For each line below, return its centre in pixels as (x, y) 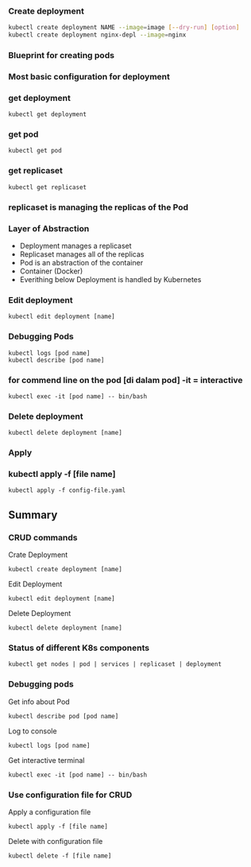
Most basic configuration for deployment (89, 76)
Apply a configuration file (50, 811)
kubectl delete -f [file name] (60, 856)
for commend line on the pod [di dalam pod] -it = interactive (126, 380)
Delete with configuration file (56, 841)
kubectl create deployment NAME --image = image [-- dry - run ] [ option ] (124, 28)
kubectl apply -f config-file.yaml (67, 490)
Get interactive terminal (46, 760)
